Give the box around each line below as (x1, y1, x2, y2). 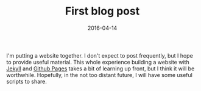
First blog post (65, 4, 140, 18)
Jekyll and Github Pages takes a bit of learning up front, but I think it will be (6, 65, 195, 72)
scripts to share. (6, 78, 48, 85)
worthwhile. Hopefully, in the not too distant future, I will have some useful (6, 71, 193, 78)
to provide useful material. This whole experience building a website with (6, 58, 190, 66)
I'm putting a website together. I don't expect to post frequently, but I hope (6, 52, 193, 59)
